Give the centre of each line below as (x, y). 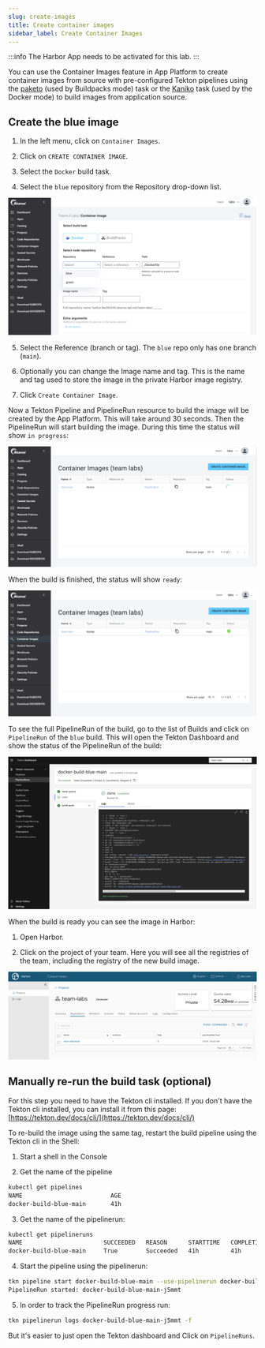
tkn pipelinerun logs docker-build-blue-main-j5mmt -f (100, 1320)
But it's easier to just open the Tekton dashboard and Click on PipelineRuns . (131, 1335)
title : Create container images (61, 25)
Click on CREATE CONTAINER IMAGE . (74, 156)
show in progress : (39, 435)
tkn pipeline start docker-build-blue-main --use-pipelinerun (112, 1282)
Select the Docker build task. (65, 172)
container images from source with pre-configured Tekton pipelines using (128, 81)
